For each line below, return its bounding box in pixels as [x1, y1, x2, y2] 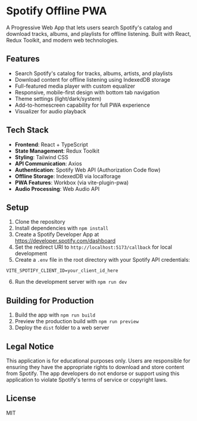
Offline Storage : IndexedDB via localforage [14, 172, 121, 179]
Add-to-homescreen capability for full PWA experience [14, 101, 151, 109]
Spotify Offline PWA [6, 4, 107, 18]
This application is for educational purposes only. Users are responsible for [6, 357, 190, 364]
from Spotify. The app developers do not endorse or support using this [6, 370, 180, 377]
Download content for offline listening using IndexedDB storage [14, 76, 171, 83]
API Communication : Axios [14, 160, 82, 167]
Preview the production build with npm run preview [14, 318, 139, 325]
